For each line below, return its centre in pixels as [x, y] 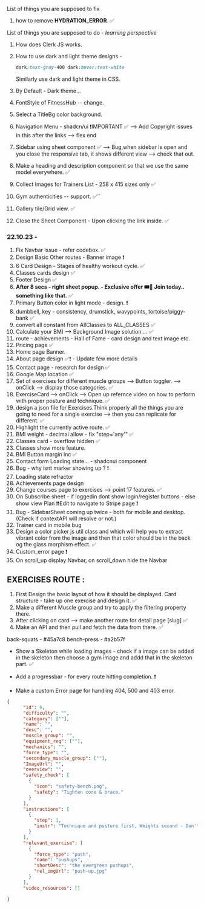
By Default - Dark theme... [48, 91]
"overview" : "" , [43, 769]
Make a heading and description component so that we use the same [102, 165]
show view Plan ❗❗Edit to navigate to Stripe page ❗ [77, 503]
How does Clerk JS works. [49, 44]
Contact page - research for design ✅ [63, 368]
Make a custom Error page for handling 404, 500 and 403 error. [95, 690]
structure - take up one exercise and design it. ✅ [76, 600]
